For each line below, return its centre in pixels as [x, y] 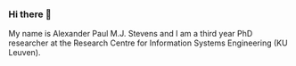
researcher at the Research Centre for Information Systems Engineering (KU [148, 43]
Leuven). [25, 53]
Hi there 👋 [30, 14]
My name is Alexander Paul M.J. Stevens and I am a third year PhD [131, 34]
